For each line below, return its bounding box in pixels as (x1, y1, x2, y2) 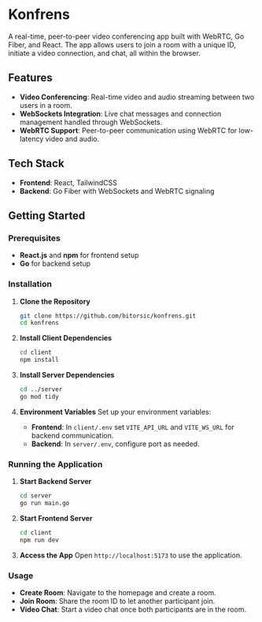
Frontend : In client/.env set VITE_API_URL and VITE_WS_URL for (31, 422, 234, 431)
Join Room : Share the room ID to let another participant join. (19, 596, 216, 605)
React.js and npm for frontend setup (19, 251, 139, 260)
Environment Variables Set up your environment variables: (19, 407, 212, 416)
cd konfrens (19, 319, 59, 327)
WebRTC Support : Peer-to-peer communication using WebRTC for (19, 125, 238, 135)
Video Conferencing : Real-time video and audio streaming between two (19, 92, 255, 102)
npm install (19, 356, 59, 364)
